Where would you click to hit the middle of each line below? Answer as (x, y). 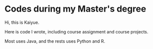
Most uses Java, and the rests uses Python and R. (55, 41)
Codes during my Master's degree (75, 9)
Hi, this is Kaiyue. (22, 22)
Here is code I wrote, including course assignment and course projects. (76, 32)
